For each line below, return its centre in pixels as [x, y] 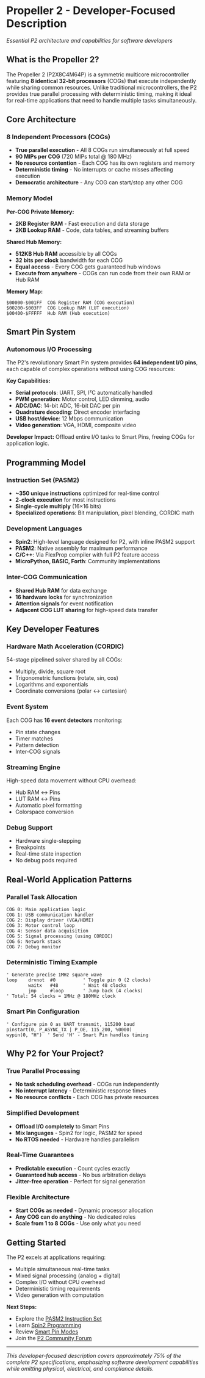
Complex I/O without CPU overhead [60, 1282]
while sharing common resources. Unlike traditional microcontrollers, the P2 [102, 87]
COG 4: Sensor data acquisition [47, 931]
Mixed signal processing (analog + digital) [68, 1275]
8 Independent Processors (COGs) [59, 137]
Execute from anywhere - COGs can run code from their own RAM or [103, 273]
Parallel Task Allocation [42, 896]
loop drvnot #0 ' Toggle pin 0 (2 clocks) [79, 980]
